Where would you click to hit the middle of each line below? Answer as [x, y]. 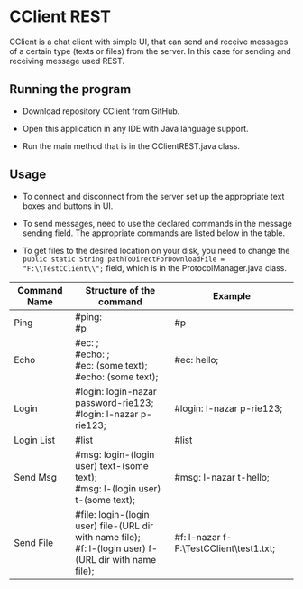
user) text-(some [112, 465]
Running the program [70, 89]
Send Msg [35, 477]
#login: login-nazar [116, 391]
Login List [35, 440]
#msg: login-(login [115, 454]
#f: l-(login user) [111, 548]
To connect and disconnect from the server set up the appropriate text [153, 196]
